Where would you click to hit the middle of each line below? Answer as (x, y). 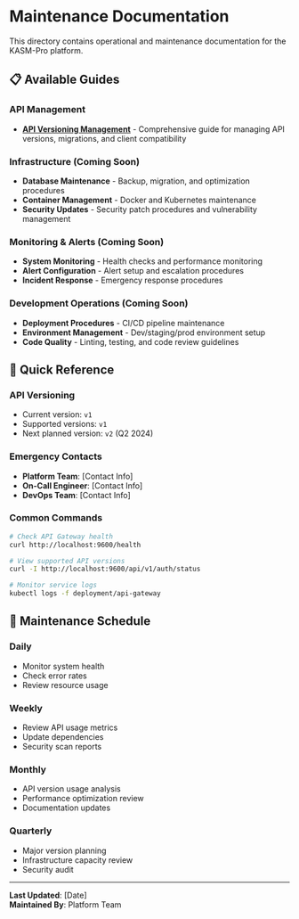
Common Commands (56, 518)
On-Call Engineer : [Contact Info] (82, 485)
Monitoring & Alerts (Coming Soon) (87, 242)
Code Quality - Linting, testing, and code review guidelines (130, 341)
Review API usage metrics (70, 727)
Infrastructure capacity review (77, 860)
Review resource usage (65, 685)
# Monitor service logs (53, 586)
